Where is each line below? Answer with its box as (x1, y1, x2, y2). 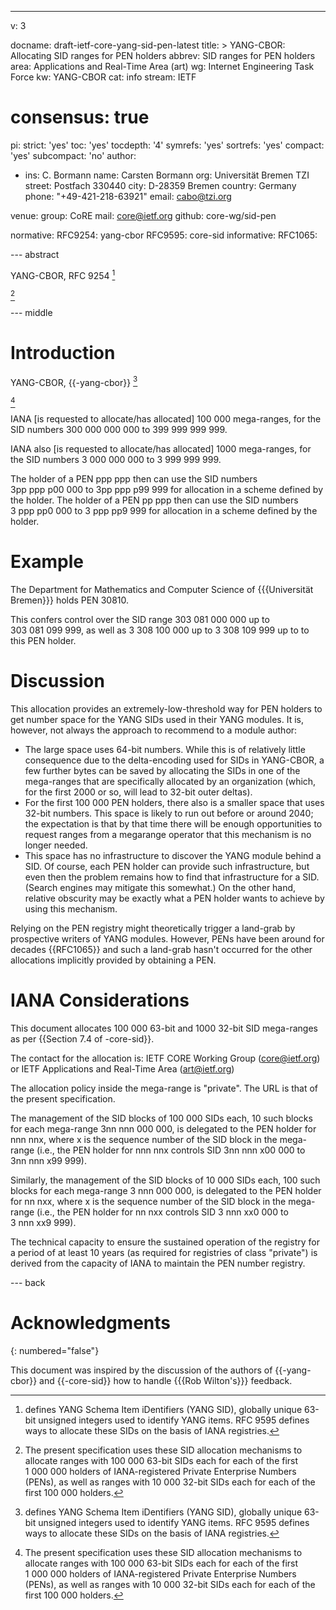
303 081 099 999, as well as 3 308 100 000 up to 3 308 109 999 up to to (10, 624, 310, 636)
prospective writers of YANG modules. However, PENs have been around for (10, 933, 325, 945)
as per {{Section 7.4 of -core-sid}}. (10, 1033, 155, 1045)
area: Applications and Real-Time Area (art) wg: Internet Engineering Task (10, 61, 315, 72)
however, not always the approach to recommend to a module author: (10, 724, 298, 736)
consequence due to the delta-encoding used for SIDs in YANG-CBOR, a (24, 754, 325, 766)
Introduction (10, 341, 116, 364)
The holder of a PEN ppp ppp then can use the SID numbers (10, 473, 258, 485)
